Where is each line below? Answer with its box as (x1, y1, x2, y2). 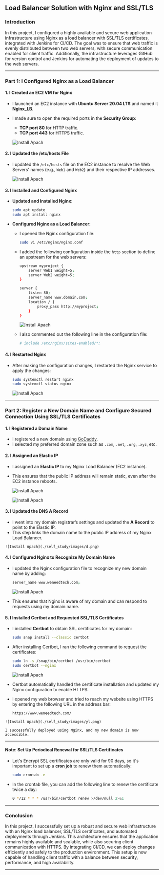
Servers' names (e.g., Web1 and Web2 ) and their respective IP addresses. (12, 167, 155, 173)
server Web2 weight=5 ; (28, 272, 75, 278)
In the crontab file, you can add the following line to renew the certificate (12, 781, 159, 787)
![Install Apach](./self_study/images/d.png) (5, 544, 99, 549)
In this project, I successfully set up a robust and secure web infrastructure (5, 823, 156, 829)
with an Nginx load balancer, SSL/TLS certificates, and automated (5, 828, 138, 834)
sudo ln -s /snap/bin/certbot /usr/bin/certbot (12, 658, 111, 663)
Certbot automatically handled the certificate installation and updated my (12, 681, 159, 687)
